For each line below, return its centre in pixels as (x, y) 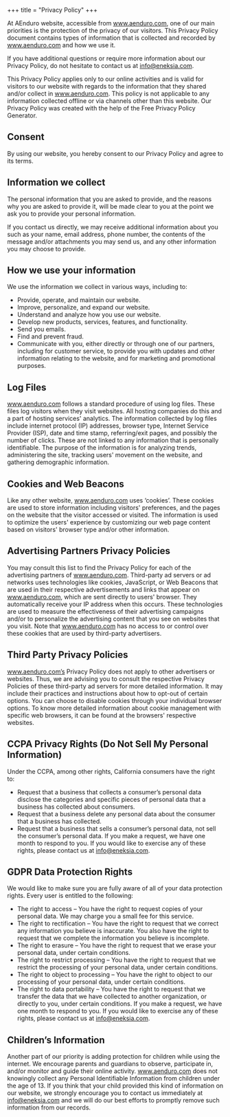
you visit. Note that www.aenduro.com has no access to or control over (108, 626)
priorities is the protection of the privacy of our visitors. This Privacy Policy (113, 31)
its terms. (20, 161)
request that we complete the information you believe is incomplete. (113, 938)
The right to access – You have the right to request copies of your (110, 909)
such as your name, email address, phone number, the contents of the (106, 234)
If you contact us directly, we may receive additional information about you (113, 227)
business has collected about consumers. (76, 807)
